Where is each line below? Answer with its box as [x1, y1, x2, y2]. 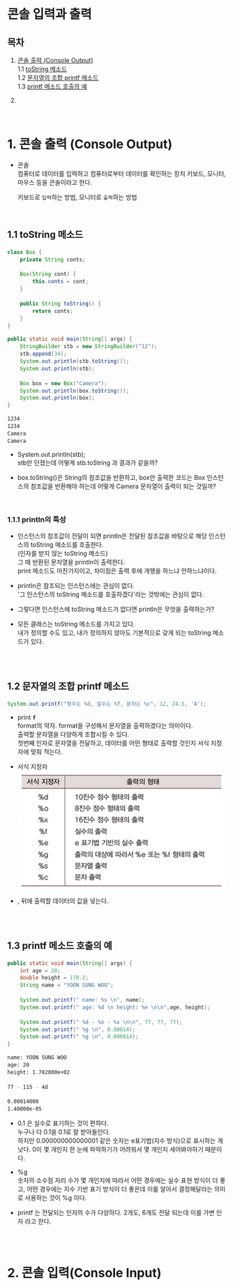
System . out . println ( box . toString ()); [20, 387, 130, 394]
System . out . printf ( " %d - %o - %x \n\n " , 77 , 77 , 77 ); [20, 1018, 183, 1025]
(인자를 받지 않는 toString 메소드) [17, 549, 108, 557]
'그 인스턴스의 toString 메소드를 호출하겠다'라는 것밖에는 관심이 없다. [17, 590, 204, 599]
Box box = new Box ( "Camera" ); [20, 379, 108, 387]
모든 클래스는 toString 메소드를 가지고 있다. [17, 619, 135, 628]
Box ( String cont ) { [20, 271, 77, 278]
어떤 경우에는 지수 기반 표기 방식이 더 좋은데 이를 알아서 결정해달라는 [27, 1185, 213, 1194]
